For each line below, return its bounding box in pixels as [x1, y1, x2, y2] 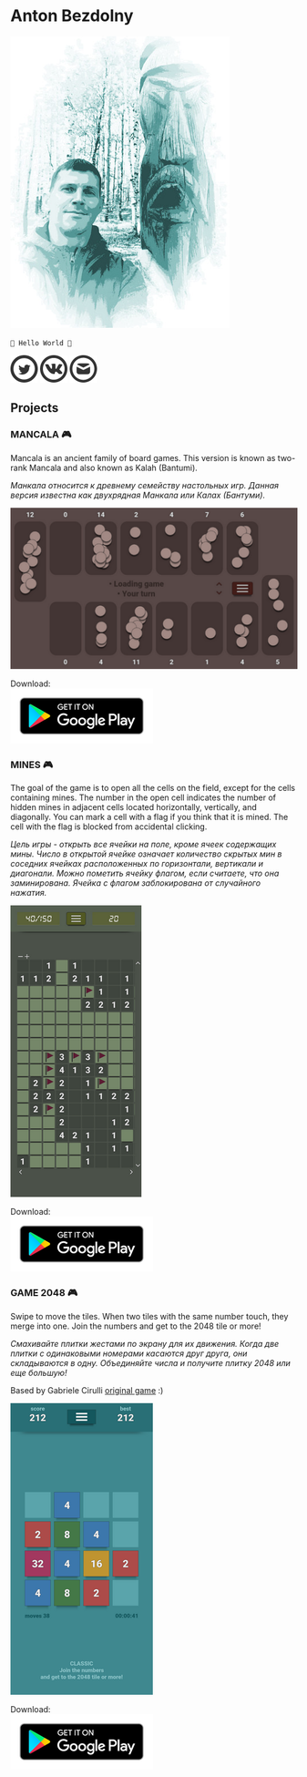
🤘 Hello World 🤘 [10, 338, 72, 347]
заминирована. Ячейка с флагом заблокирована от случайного [10, 878, 261, 888]
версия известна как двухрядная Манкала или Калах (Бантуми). [10, 489, 266, 500]
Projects [10, 400, 59, 416]
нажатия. [10, 888, 47, 899]
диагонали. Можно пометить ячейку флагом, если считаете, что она [10, 868, 280, 879]
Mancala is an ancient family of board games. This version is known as [10, 452, 276, 463]
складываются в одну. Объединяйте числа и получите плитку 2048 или [10, 1357, 291, 1368]
